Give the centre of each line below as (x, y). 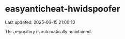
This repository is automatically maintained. (48, 31)
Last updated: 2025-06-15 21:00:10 (40, 22)
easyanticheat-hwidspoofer (62, 9)
